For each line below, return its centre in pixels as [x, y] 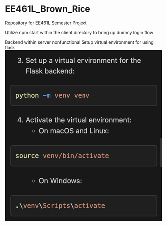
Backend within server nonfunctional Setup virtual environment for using [80, 42]
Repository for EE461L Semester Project [46, 23]
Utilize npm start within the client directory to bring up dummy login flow [79, 32]
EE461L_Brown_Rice [48, 9]
